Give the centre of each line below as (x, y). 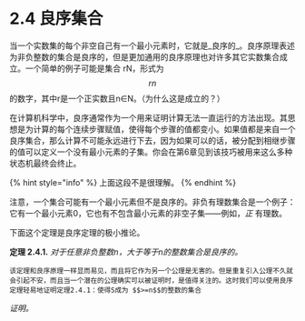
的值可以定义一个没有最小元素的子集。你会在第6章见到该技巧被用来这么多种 (151, 152)
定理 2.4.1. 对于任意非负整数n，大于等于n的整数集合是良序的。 (126, 252)
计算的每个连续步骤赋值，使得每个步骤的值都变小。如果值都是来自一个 (164, 129)
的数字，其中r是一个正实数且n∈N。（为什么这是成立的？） (117, 98)
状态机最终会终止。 (45, 163)
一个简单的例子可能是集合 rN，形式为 (94, 68)
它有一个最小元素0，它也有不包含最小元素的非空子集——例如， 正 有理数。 (148, 213)
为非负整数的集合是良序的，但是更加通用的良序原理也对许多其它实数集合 (144, 56)
